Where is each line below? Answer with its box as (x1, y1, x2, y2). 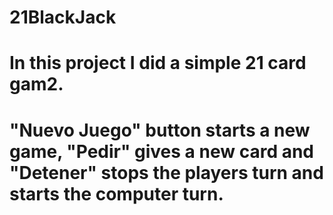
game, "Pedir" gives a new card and (9, 140, 315, 163)
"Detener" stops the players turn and (9, 161, 324, 184)
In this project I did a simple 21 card (9, 52, 307, 75)
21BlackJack (9, 6, 117, 29)
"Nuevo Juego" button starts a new (9, 119, 311, 141)
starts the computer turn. (9, 182, 224, 205)
